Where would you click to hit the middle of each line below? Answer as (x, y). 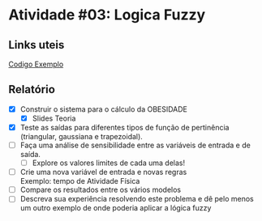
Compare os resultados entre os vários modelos (100, 190)
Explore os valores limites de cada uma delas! (108, 163)
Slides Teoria (54, 118)
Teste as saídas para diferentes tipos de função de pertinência (125, 127)
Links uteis (37, 45)
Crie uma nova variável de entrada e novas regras (103, 172)
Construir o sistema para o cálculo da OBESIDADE (104, 109)
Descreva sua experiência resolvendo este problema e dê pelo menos (137, 199)
